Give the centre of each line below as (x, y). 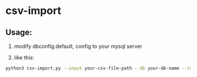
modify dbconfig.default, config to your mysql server (78, 46)
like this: (24, 57)
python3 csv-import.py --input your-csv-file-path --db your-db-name (93, 68)
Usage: (19, 32)
